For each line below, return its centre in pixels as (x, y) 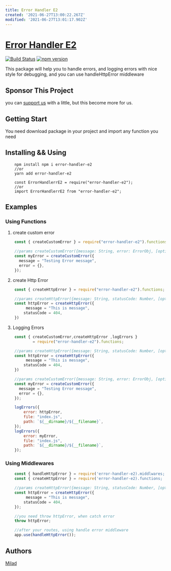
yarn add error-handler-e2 (43, 173)
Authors (19, 551)
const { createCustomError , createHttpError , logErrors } (76, 337)
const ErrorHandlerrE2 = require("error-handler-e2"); (74, 182)
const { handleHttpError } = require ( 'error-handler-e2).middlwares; (90, 474)
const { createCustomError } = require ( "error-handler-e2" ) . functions (91, 242)
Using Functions (26, 222)
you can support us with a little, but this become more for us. (69, 103)
